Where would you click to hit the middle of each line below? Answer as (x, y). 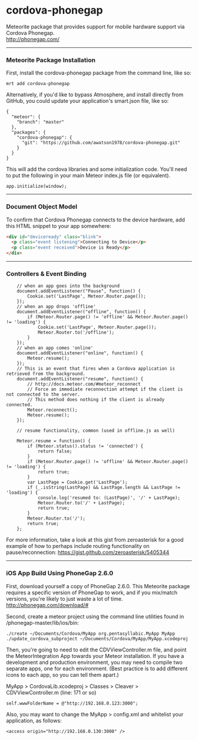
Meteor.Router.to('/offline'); (76, 332)
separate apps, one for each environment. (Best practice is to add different (97, 669)
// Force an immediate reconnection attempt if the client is (105, 389)
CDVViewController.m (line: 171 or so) (51, 692)
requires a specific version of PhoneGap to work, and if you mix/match (92, 592)
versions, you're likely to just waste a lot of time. (65, 599)
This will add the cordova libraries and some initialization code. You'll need (97, 169)
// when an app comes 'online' (55, 348)
